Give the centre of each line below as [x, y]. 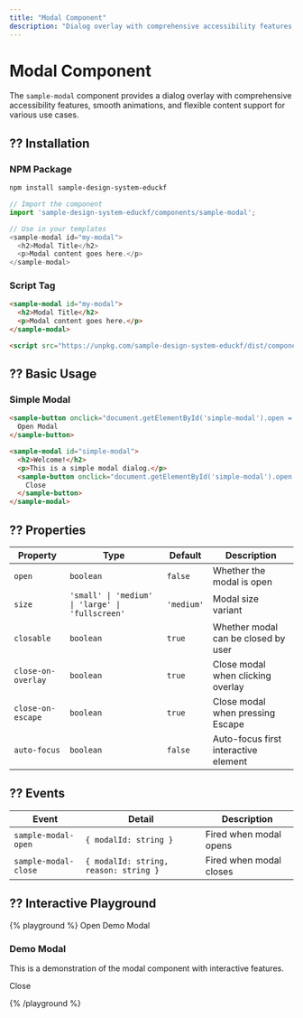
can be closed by [249, 639]
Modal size [236, 599]
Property [37, 556]
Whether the [239, 571]
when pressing [244, 713]
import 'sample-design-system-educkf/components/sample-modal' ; [133, 212]
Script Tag [32, 285]
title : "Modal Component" [58, 18]
